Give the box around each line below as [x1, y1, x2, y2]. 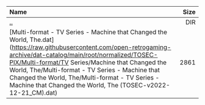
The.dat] [29, 36, 54, 44]
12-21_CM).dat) [9, 89, 58, 97]
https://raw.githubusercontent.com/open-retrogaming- [12, 43, 171, 51]
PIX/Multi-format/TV [9, 58, 69, 66]
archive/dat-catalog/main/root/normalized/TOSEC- [9, 51, 158, 59]
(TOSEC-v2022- [120, 81, 170, 89]
